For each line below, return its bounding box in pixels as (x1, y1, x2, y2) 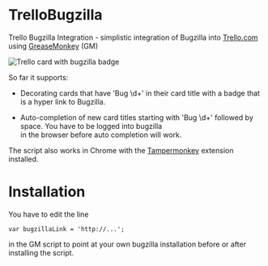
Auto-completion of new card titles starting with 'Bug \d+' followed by (19, 112, 253, 122)
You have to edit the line (8, 209, 89, 219)
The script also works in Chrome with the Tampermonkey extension (8, 145, 234, 155)
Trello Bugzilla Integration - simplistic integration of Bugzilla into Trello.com (8, 32, 258, 42)
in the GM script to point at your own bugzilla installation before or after (8, 239, 247, 249)
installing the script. (8, 247, 74, 257)
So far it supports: (8, 72, 69, 82)
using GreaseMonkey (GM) (8, 41, 99, 50)
